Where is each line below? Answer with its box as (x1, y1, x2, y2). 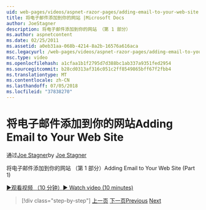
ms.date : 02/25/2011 (6, 37, 59, 43)
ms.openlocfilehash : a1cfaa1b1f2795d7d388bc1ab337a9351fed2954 (6, 60, 172, 66)
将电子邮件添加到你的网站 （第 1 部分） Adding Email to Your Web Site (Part (6, 164, 195, 171)
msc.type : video (6, 54, 48, 61)
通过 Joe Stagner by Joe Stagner (6, 151, 87, 159)
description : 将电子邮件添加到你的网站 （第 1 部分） (6, 26, 131, 32)
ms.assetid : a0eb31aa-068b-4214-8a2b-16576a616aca (6, 43, 139, 50)
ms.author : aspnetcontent (6, 32, 72, 38)
